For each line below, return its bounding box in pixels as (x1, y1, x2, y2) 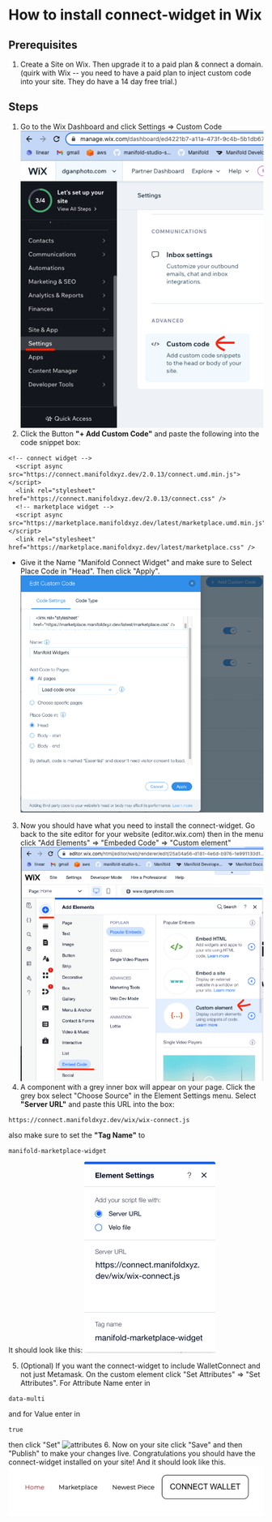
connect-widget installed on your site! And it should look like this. (8, 1457, 227, 1467)
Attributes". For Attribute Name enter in (19, 1378, 151, 1387)
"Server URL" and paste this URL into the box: (19, 1099, 175, 1108)
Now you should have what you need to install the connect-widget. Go (19, 821, 255, 830)
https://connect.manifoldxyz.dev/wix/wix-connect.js (8, 1116, 190, 1124)
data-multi (8, 1395, 45, 1403)
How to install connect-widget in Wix (8, 6, 262, 24)
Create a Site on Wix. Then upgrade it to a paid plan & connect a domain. (19, 59, 263, 69)
